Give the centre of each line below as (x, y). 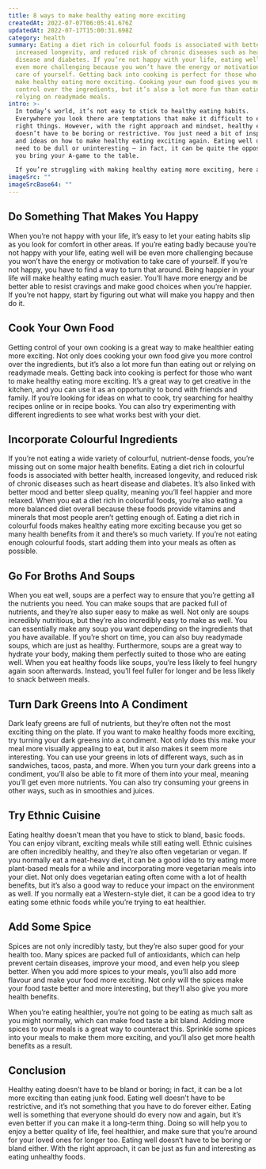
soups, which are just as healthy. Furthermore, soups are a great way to (125, 646)
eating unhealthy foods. (47, 1157)
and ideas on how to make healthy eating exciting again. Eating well (134, 141)
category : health (37, 38)
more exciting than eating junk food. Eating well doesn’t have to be (117, 1098)
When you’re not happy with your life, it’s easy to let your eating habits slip (129, 235)
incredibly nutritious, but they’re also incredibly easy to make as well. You (128, 621)
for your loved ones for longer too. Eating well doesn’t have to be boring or (130, 1140)
